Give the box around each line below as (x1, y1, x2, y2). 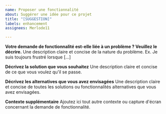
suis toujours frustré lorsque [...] (5, 54, 71, 60)
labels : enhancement (5, 21, 48, 26)
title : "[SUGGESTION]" (5, 16, 52, 21)
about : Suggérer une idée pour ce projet (5, 12, 92, 17)
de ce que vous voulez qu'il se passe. (5, 69, 82, 75)
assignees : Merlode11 (5, 26, 50, 31)
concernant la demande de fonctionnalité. (5, 104, 91, 110)
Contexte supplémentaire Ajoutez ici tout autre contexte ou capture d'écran (5, 99, 162, 105)
